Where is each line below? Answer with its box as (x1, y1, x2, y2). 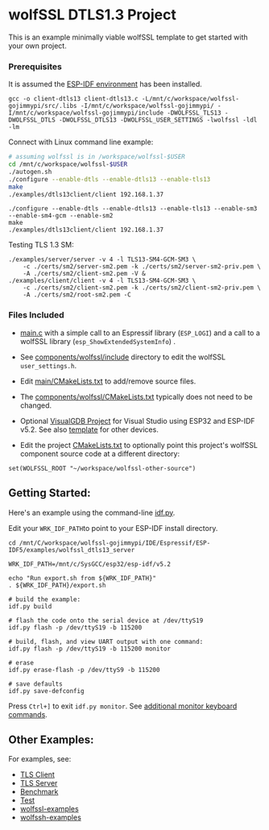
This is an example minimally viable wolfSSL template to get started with (8, 32, 248, 42)
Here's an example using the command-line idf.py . (8, 508, 176, 517)
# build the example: (8, 595, 81, 604)
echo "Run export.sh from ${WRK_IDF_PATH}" (8, 574, 157, 582)
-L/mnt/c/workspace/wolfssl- (141, 95, 240, 103)
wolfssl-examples (19, 804, 79, 814)
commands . (8, 709, 48, 719)
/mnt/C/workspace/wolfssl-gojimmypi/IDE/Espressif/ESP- (19, 538, 211, 547)
